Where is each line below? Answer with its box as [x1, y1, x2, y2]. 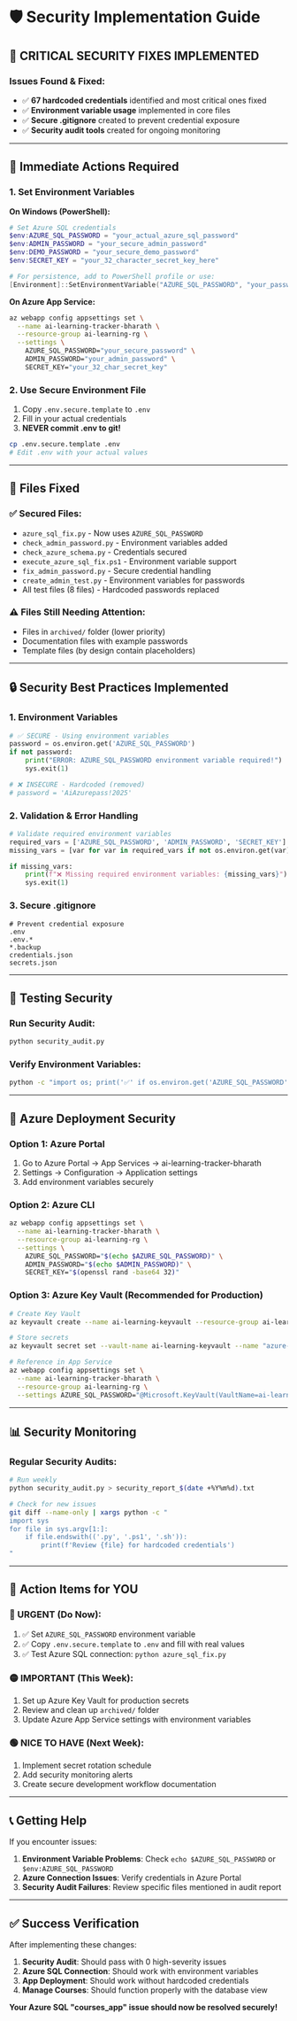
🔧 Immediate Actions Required [9, 159, 179, 174]
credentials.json [9, 950, 73, 959]
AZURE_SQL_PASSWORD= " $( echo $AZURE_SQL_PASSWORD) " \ [25, 1251, 224, 1260]
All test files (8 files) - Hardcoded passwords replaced [21, 584, 219, 594]
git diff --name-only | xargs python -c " [9, 1507, 168, 1517]
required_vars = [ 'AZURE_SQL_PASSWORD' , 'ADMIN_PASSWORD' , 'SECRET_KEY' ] [9, 838, 287, 847]
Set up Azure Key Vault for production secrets [21, 1695, 190, 1706]
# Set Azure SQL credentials [9, 223, 117, 232]
